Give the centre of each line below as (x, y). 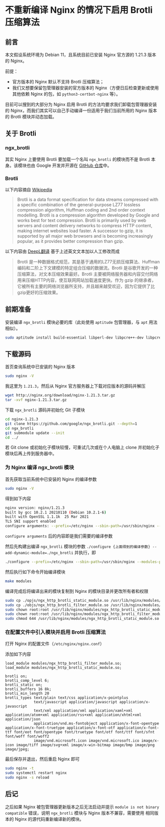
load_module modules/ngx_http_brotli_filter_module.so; (63, 664)
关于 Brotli (21, 134)
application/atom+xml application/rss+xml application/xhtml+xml (73, 715)
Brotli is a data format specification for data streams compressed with (88, 199)
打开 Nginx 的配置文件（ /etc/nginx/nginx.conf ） (55, 644)
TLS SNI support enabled (30, 521)
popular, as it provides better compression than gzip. (70, 241)
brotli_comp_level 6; (27, 681)
